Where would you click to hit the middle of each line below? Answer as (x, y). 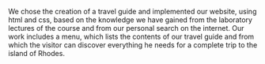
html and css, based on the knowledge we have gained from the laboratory (131, 20)
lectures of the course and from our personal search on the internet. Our (126, 28)
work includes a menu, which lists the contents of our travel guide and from (131, 36)
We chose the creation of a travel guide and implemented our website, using (132, 11)
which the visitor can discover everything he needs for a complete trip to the (133, 45)
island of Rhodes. (37, 53)
